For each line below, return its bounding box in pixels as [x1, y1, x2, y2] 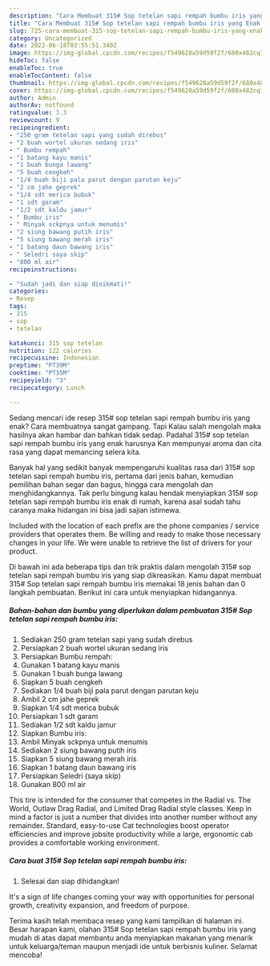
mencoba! [9, 950, 42, 960]
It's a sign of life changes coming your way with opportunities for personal [9, 891, 255, 901]
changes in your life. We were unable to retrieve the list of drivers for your [9, 538, 253, 547]
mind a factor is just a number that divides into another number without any [9, 812, 258, 822]
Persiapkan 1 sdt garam [20, 711, 99, 720]
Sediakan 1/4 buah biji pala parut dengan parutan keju [20, 685, 199, 695]
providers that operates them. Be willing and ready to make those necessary [9, 529, 261, 538]
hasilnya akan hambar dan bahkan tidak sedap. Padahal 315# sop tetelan [9, 430, 249, 440]
